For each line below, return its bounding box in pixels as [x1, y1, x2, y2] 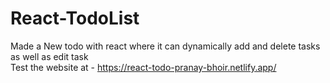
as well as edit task [10, 50, 89, 62]
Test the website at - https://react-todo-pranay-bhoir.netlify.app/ [10, 61, 277, 73]
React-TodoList [10, 7, 140, 30]
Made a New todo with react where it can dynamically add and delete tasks [10, 40, 321, 52]
